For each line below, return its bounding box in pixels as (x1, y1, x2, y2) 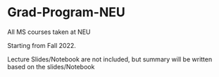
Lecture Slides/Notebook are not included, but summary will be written (7, 54, 213, 64)
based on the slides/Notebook (7, 62, 95, 71)
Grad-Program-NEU (7, 4, 125, 20)
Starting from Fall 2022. (7, 41, 76, 49)
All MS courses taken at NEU (7, 28, 91, 36)
